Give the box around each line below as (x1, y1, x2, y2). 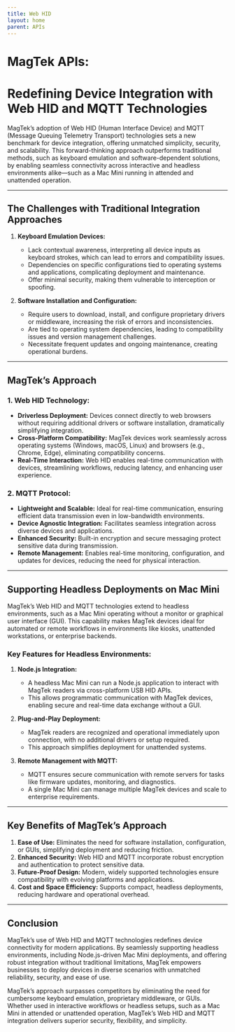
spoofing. (27, 283, 56, 292)
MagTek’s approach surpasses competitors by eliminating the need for (7, 986, 211, 996)
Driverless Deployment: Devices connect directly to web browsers (17, 412, 211, 419)
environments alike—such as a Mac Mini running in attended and (7, 168, 194, 177)
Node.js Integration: (17, 665, 78, 674)
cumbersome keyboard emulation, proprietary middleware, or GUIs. (7, 994, 202, 1003)
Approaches (7, 213, 63, 225)
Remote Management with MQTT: (17, 756, 117, 765)
